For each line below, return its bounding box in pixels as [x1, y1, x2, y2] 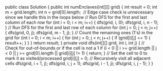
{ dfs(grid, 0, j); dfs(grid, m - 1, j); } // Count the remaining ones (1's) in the [5, 30, 153, 35]
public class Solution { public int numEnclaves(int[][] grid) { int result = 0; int [5, 4, 157, 10]
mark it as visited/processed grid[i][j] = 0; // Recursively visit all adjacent [5, 56, 151, 61]
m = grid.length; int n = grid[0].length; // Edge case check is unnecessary [5, 9, 154, 15]
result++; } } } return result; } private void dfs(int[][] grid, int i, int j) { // [5, 40, 145, 45]
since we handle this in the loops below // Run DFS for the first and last [5, 14, 147, 20]
